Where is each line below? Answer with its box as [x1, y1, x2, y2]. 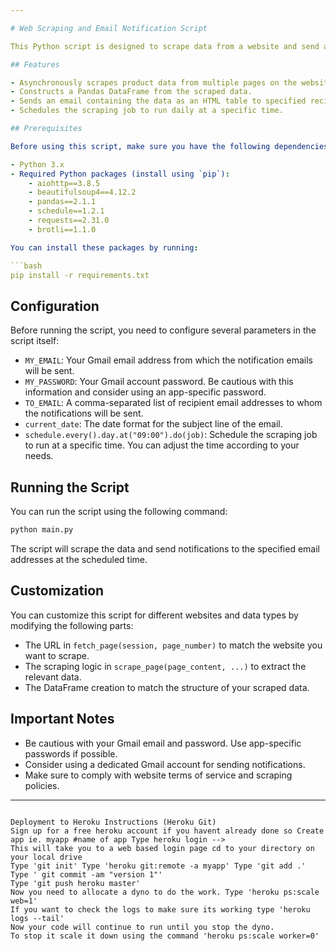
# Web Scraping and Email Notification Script [10, 23, 208, 33]
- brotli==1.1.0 [28, 224, 97, 235]
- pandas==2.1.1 [28, 197, 97, 207]
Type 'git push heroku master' [10, 878, 141, 888]
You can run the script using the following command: [10, 506, 228, 517]
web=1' [10, 896, 38, 906]
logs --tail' [10, 913, 65, 923]
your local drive [10, 852, 83, 862]
